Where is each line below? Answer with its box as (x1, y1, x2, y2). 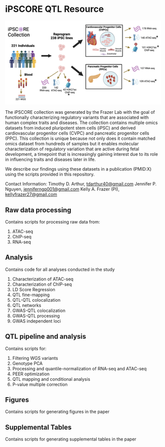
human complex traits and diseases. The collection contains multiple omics (5, 120, 158, 126)
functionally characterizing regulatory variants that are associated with (5, 115, 149, 121)
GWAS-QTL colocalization (12, 308, 66, 313)
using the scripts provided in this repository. (5, 172, 95, 178)
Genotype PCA (12, 360, 43, 366)
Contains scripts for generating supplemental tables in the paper (5, 436, 137, 442)
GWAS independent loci (12, 318, 61, 324)
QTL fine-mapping (12, 292, 50, 298)
